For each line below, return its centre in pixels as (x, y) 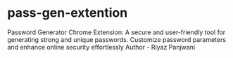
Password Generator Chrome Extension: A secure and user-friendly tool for (116, 32)
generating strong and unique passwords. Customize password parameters (117, 39)
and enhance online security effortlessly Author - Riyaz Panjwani (101, 47)
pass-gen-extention (68, 13)
